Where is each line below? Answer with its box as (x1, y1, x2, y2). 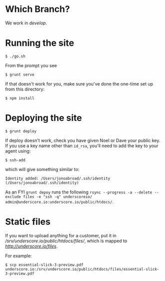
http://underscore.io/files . (5, 243, 58, 249)
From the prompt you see (5, 62, 57, 68)
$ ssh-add (5, 158, 26, 163)
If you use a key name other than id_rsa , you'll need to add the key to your (5, 143, 159, 149)
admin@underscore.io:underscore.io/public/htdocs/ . (5, 198, 114, 204)
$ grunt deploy (5, 128, 37, 134)
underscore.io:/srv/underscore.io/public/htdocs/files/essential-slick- (5, 267, 160, 272)
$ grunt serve (5, 72, 35, 77)
